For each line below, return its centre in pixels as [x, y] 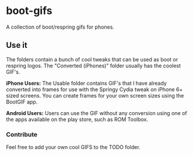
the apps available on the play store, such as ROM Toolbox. [77, 119]
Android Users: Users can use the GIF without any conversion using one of [97, 113]
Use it [17, 45]
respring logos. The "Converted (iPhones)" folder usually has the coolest [94, 65]
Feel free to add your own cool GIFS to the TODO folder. [73, 147]
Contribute [22, 134]
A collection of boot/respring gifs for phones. [60, 27]
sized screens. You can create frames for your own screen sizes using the [95, 95]
